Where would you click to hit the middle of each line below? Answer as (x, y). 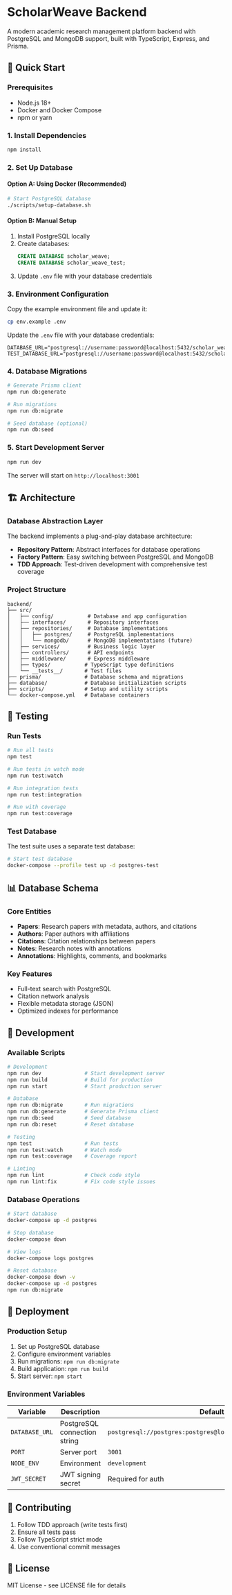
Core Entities (29, 911)
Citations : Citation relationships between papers (86, 941)
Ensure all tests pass (46, 1532)
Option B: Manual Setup (42, 221)
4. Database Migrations (47, 371)
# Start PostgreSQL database (49, 198)
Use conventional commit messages (69, 1546)
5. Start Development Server (56, 448)
